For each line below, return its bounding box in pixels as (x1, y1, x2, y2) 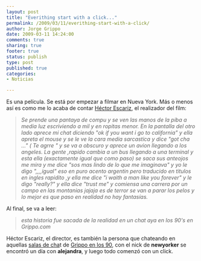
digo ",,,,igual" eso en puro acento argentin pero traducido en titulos (21, 167, 191, 175)
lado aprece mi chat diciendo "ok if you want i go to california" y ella (21, 129, 193, 137)
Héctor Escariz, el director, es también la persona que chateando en (6, 235, 176, 242)
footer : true (6, 48, 39, 54)
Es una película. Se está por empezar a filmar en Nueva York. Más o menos (6, 98, 193, 106)
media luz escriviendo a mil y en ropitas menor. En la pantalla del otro (21, 123, 196, 130)
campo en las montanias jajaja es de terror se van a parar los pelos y (21, 187, 195, 194)
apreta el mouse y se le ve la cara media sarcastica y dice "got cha (21, 135, 190, 143)
